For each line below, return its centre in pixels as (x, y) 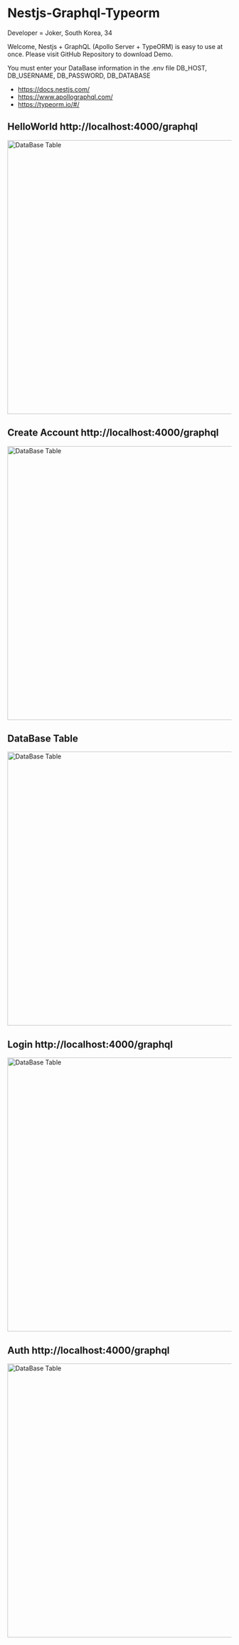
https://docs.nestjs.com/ (54, 89)
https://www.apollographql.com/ (65, 97)
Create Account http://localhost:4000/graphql (113, 433)
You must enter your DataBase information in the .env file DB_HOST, (107, 68)
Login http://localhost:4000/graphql (90, 1044)
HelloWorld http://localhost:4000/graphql (102, 127)
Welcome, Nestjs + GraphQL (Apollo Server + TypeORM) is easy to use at (115, 46)
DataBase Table (43, 738)
